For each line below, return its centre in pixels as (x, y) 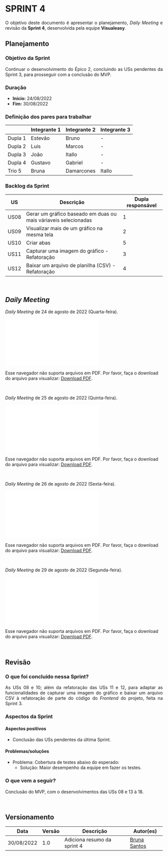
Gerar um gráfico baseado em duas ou (71, 214)
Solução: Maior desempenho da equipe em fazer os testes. (80, 768)
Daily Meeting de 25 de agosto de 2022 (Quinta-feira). (61, 398)
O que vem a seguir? (30, 781)
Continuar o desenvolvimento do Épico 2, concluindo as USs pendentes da (84, 69)
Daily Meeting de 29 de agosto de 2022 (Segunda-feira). (64, 570)
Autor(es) (145, 831)
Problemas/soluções (27, 751)
